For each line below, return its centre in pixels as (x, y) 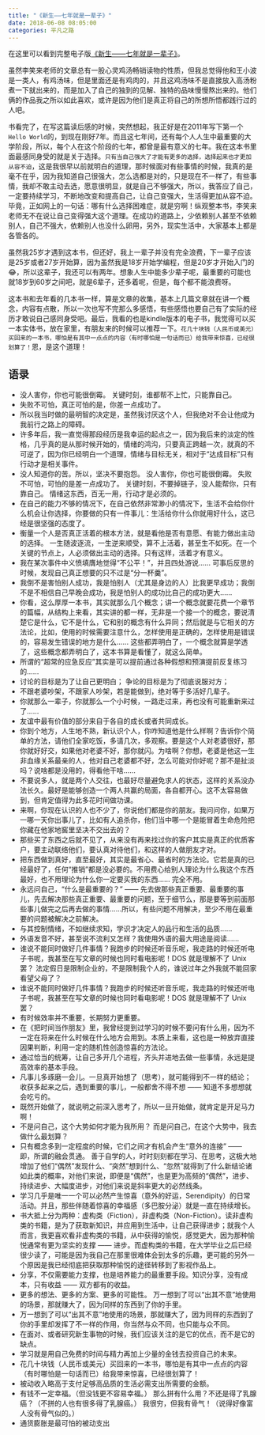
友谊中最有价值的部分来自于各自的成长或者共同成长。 (106, 721)
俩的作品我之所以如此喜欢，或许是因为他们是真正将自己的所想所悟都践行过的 (132, 100)
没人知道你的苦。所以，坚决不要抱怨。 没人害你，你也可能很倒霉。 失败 (136, 474)
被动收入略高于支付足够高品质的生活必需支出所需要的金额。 (116, 1384)
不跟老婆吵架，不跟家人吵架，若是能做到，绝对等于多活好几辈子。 (127, 691)
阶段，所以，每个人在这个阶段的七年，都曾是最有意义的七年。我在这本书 (132, 146)
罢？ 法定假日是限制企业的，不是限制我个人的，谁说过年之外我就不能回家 (138, 968)
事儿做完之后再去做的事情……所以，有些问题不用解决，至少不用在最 (136, 909)
